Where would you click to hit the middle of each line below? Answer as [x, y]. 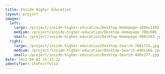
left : [15, 23]
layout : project [22, 14]
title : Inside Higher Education [38, 9]
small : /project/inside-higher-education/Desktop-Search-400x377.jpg [87, 55]
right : [16, 41]
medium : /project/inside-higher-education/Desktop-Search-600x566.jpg [88, 50]
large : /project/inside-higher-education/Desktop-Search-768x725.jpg [87, 46]
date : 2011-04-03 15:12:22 [33, 59]
